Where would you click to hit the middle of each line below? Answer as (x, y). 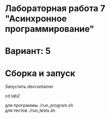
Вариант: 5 (28, 51)
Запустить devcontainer (29, 87)
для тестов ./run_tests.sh (30, 111)
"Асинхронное (36, 19)
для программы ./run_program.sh (39, 105)
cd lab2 (13, 96)
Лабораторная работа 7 (55, 8)
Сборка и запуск (40, 73)
